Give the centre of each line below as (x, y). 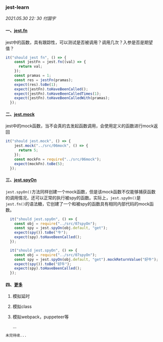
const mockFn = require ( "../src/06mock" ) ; (58, 159)
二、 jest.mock (20, 114)
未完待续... (16, 336)
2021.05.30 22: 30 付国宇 (31, 18)
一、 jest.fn (17, 30)
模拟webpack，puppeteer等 (41, 317)
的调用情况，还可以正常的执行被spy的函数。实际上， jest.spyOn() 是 (73, 198)
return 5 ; (28, 150)
